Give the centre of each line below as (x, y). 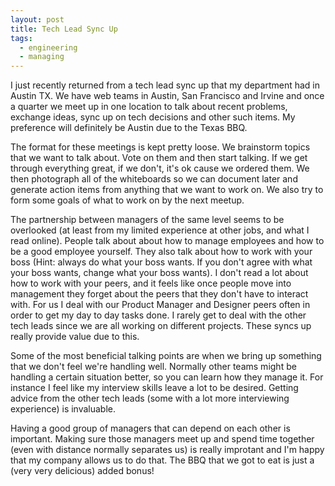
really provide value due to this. (75, 337)
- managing (42, 57)
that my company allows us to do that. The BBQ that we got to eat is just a (162, 460)
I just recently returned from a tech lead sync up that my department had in (165, 85)
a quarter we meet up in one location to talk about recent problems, (149, 107)
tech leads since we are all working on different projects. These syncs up (161, 326)
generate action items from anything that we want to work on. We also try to (167, 190)
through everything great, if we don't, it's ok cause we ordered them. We (160, 168)
